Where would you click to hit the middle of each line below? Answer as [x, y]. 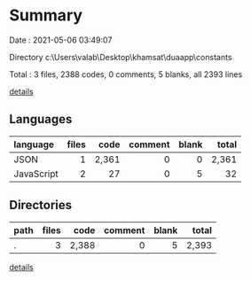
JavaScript [36, 174]
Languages [41, 119]
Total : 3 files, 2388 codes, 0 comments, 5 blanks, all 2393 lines [126, 74]
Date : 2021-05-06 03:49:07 [61, 40]
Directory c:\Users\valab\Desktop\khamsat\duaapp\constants [121, 57]
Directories [41, 205]
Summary [46, 16]
